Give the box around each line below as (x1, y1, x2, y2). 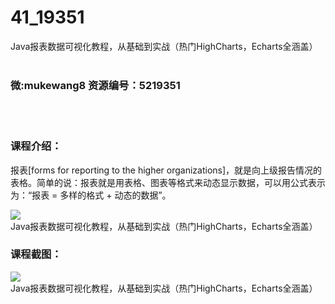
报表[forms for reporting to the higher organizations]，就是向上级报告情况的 (10, 164, 323, 176)
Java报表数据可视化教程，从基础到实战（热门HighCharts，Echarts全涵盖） (10, 40, 318, 52)
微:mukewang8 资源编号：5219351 (10, 78, 181, 92)
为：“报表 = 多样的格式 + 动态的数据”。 (10, 189, 172, 201)
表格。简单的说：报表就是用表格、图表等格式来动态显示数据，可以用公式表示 (10, 176, 326, 188)
